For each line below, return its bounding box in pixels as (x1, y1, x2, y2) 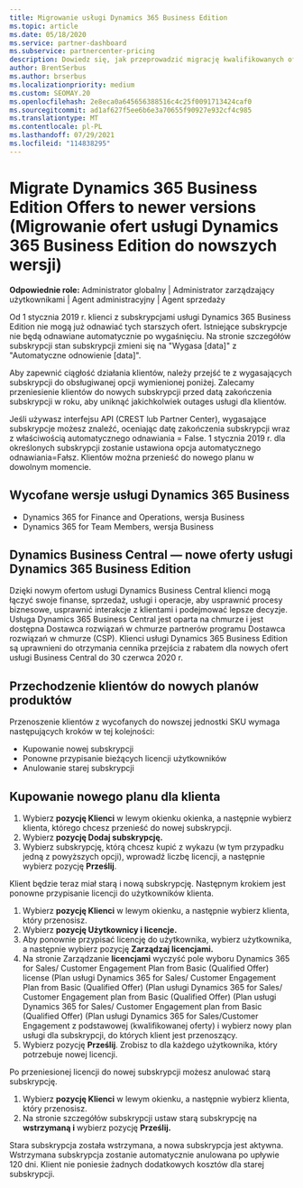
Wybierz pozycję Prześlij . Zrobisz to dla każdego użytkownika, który (22, 1039, 278, 1050)
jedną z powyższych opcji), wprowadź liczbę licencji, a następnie (22, 851, 266, 861)
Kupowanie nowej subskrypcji (22, 743, 133, 754)
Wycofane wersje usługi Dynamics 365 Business (9, 488, 290, 503)
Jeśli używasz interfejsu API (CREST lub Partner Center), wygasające (9, 413, 267, 424)
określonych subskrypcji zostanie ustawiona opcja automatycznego (9, 442, 262, 453)
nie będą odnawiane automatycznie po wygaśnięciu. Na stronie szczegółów (9, 330, 291, 341)
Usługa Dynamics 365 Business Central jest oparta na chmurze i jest (9, 614, 264, 625)
